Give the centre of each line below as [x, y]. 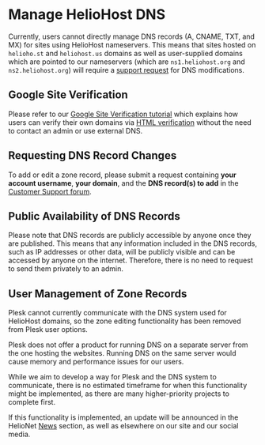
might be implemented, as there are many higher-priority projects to [119, 394]
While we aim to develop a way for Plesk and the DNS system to [113, 377]
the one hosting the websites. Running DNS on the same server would [122, 353]
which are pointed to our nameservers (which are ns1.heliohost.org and [127, 62]
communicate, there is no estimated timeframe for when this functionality [128, 386]
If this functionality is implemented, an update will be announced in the [123, 417]
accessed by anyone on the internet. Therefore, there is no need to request [131, 260]
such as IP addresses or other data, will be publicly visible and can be [122, 252]
